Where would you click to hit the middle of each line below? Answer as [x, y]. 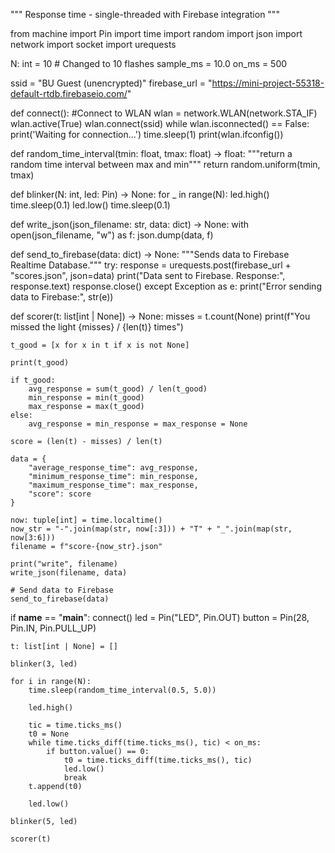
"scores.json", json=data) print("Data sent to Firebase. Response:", [148, 275]
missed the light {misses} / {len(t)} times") [97, 327]
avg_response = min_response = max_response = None [138, 424]
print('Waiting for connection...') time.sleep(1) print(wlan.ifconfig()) [147, 134]
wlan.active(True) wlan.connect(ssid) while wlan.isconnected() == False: [160, 123]
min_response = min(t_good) [86, 398]
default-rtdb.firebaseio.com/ [69, 93]
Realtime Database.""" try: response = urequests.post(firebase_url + [151, 265]
